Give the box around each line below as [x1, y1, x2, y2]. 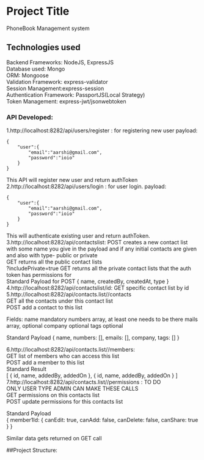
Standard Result [6, 366, 47, 373]
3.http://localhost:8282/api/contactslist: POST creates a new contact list [6, 239, 188, 246]
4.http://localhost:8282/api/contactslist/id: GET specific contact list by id [6, 284, 189, 292]
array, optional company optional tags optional [6, 322, 123, 330]
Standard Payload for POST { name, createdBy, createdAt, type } [6, 277, 169, 285]
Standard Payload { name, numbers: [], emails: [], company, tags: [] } [6, 334, 180, 341]
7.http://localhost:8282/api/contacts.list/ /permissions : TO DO [6, 379, 161, 386]
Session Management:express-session [6, 85, 104, 92]
